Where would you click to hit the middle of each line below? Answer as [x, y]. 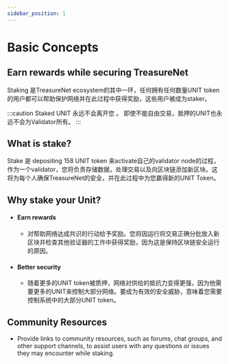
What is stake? [39, 144]
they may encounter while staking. [65, 353]
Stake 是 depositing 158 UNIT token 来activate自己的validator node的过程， [113, 161]
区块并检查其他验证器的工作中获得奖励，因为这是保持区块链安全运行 [123, 242]
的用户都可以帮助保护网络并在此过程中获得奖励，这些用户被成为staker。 [109, 98]
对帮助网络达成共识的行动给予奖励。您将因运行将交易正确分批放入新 [123, 234]
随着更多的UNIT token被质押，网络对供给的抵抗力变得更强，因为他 [121, 283]
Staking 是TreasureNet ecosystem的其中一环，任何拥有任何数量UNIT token [113, 90]
